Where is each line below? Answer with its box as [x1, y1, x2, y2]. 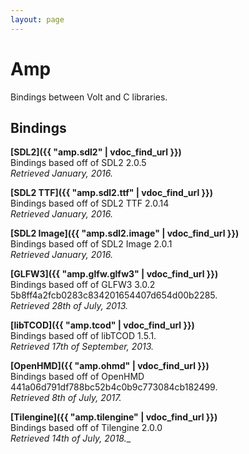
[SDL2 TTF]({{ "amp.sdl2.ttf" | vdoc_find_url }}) [10, 187, 213, 199]
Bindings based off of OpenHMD [10, 371, 145, 383]
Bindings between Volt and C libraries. [10, 91, 168, 103]
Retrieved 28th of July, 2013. [10, 300, 129, 312]
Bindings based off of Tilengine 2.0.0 [10, 422, 163, 434]
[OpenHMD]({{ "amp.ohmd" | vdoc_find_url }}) [10, 360, 210, 372]
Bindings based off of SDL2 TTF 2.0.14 [10, 197, 170, 210]
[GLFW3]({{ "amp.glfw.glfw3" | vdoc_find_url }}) [10, 268, 219, 280]
